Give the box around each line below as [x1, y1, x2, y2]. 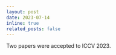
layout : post [6, 8, 39, 15]
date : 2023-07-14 [6, 15, 50, 21]
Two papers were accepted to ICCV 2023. [6, 42, 111, 50]
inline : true [6, 20, 39, 26]
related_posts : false [6, 25, 61, 32]
